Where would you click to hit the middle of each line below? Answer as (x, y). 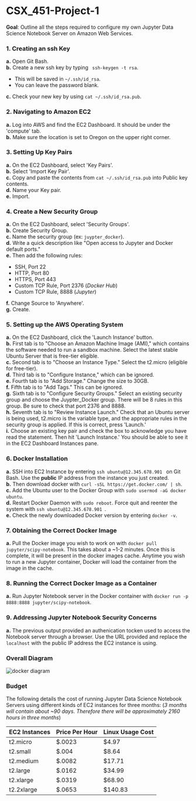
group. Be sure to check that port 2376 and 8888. (66, 406)
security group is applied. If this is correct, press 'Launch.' (76, 425)
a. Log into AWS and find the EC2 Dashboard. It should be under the (88, 124)
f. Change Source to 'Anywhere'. (45, 303)
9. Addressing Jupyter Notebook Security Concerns (81, 618)
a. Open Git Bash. (27, 61)
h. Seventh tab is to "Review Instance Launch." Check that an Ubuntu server (98, 412)
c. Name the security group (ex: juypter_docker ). (65, 237)
